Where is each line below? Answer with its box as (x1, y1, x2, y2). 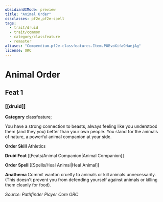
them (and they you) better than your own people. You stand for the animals (5, 129, 158, 135)
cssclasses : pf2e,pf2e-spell (5, 16, 65, 21)
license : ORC (5, 48, 32, 53)
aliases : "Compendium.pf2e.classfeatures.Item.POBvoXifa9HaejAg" (5, 43, 141, 48)
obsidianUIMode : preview (5, 7, 56, 12)
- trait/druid (9, 25, 38, 30)
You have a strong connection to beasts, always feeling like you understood (5, 123, 158, 129)
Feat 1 (5, 88, 23, 97)
